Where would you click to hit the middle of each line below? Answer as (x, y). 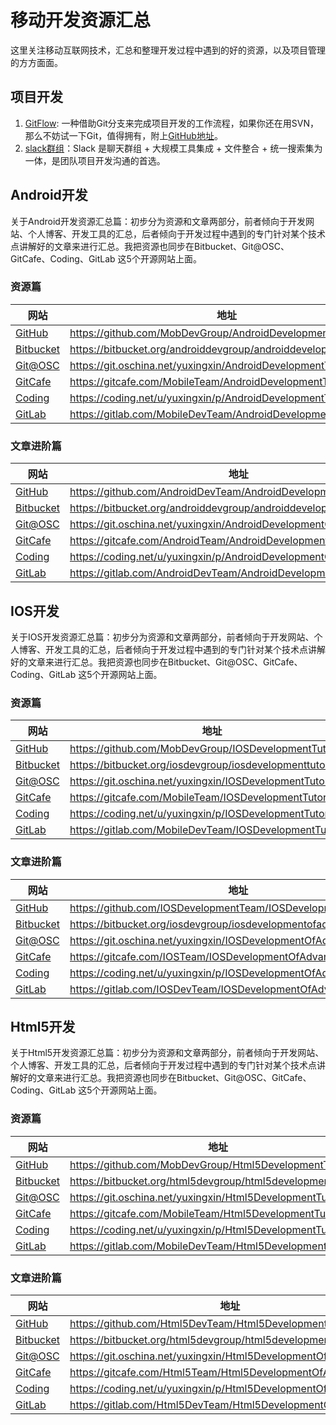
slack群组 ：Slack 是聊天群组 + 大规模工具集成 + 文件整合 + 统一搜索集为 (173, 148)
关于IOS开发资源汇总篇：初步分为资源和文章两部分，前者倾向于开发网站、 (162, 637)
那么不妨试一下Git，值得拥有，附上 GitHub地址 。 (123, 135)
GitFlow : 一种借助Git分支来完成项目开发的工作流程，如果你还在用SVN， (172, 123)
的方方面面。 (36, 62)
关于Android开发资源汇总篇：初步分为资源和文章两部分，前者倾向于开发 (158, 221)
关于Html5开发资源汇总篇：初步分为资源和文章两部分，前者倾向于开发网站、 (167, 1053)
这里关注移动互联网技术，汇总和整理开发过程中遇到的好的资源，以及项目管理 (168, 50)
